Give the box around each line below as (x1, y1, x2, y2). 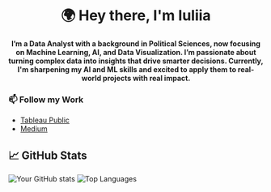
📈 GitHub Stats (8, 148, 87, 162)
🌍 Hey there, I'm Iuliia (60, 6, 212, 25)
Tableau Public (19, 115, 70, 126)
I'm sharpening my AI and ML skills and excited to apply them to (17, 64, 237, 74)
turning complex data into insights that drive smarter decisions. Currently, (8, 56, 264, 66)
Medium (19, 124, 49, 134)
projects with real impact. (102, 73, 191, 83)
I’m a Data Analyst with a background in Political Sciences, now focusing (11, 38, 261, 49)
